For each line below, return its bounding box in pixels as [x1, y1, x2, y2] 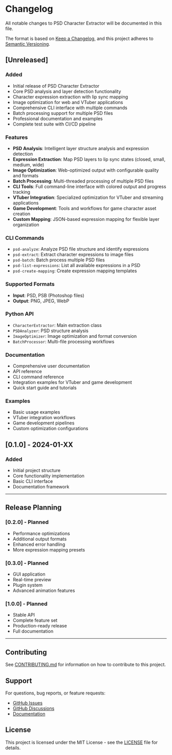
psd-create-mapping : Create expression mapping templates [12, 268, 137, 274]
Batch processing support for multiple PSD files [12, 110, 113, 116]
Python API [5, 311, 34, 318]
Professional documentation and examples [12, 115, 103, 121]
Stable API [12, 612, 35, 618]
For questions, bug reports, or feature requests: [5, 690, 106, 696]
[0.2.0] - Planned [5, 519, 49, 526]
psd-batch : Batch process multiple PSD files [12, 257, 105, 263]
